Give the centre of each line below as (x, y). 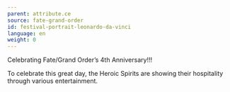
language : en (27, 33)
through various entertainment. (52, 81)
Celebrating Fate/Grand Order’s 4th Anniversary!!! (80, 60)
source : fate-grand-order (45, 20)
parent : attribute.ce (39, 14)
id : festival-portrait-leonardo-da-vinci (69, 27)
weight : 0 (22, 40)
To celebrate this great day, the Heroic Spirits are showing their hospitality (115, 74)
